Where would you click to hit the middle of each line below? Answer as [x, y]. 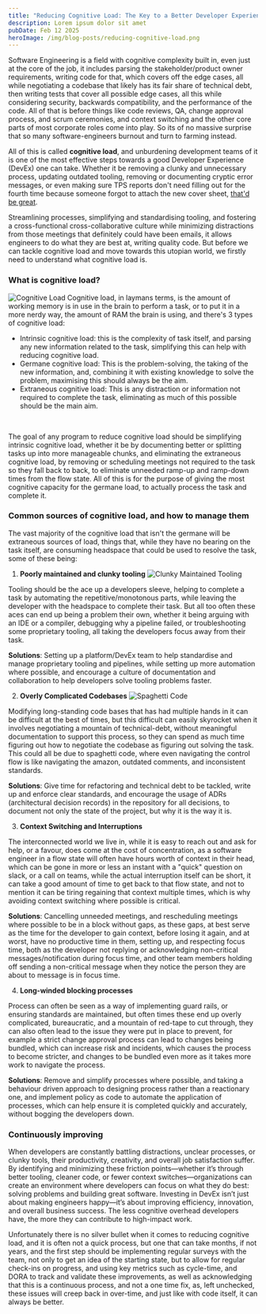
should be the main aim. [59, 405]
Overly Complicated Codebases [73, 696]
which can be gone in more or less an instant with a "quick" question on [125, 866]
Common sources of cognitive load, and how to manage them [129, 516]
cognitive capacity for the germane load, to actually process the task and [127, 487]
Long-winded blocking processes [76, 990]
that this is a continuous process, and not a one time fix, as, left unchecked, [131, 1285]
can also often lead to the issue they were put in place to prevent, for [120, 1031]
